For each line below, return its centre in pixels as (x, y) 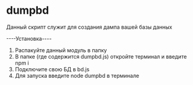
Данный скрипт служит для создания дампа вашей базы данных (89, 27)
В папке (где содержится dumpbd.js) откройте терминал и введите (101, 56)
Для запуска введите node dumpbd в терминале (77, 75)
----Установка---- (29, 38)
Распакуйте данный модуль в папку (61, 50)
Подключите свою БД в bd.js (52, 69)
